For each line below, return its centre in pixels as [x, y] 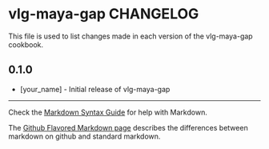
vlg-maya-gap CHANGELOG [104, 14]
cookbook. [26, 44]
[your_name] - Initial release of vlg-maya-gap [95, 89]
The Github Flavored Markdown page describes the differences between [128, 127]
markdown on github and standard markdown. [84, 136]
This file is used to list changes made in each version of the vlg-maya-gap [131, 36]
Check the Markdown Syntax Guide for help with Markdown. [108, 112]
